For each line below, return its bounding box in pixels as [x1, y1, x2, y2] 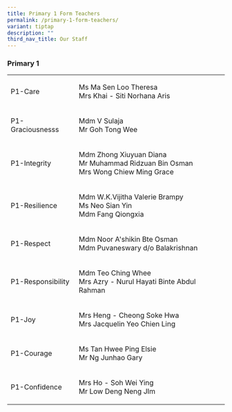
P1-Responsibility [10, 277, 70, 287]
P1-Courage [10, 348, 52, 358]
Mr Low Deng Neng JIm [78, 386, 156, 396]
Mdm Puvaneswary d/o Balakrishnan [78, 243, 198, 253]
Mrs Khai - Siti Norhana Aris [78, 91, 171, 101]
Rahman [78, 285, 106, 295]
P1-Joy [10, 315, 36, 325]
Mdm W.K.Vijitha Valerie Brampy [78, 192, 184, 202]
